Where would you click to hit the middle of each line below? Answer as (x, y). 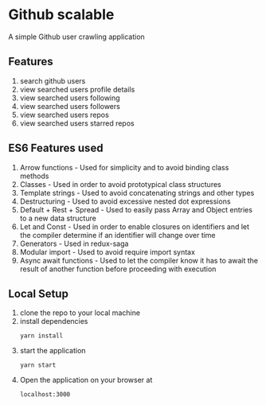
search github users (53, 80)
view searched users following (70, 98)
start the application (53, 351)
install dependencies (54, 321)
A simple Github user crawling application (76, 37)
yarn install (41, 336)
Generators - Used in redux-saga (74, 243)
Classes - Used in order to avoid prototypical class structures (120, 184)
